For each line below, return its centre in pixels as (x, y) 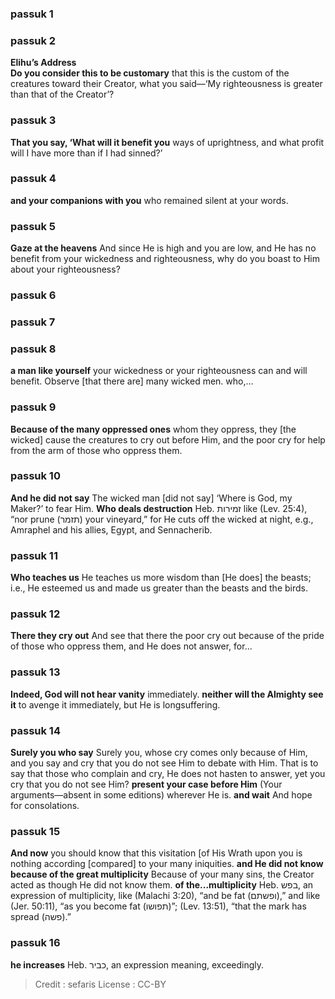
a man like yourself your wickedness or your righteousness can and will (159, 371)
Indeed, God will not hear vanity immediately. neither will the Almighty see (167, 694)
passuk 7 (33, 322)
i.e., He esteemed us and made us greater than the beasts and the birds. (159, 588)
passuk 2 (33, 40)
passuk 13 (35, 672)
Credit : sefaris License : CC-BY (100, 984)
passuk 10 (35, 476)
